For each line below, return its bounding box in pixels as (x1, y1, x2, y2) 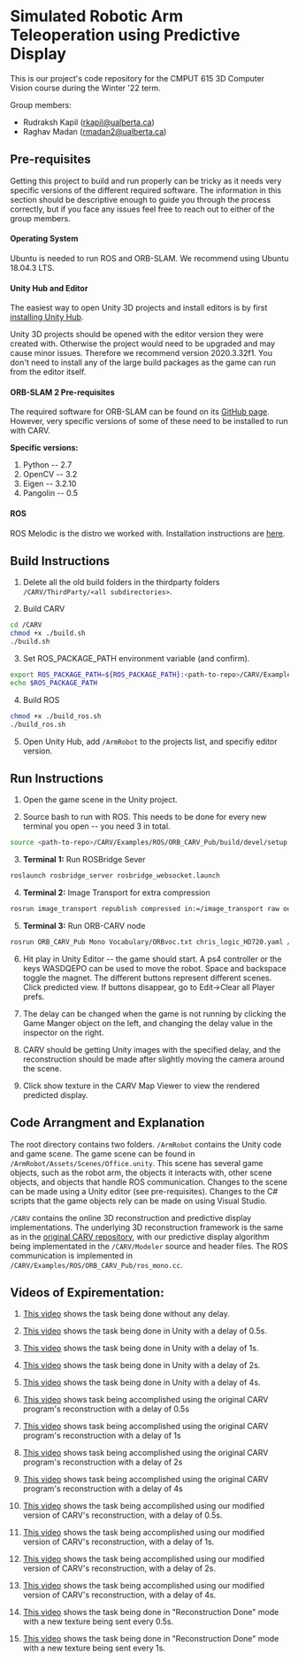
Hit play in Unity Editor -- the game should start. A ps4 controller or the (22, 954, 282, 964)
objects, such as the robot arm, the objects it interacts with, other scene (10, 1167, 272, 1178)
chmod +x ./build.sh (10, 629, 87, 638)
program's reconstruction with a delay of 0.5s (22, 1403, 189, 1414)
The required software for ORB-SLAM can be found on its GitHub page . (10, 406, 270, 417)
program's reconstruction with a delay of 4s (22, 1483, 184, 1494)
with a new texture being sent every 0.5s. (22, 1616, 174, 1627)
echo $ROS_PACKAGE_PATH (10, 678, 98, 687)
